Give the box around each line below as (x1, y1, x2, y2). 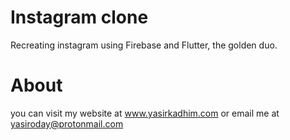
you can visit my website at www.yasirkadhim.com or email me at (10, 107, 280, 119)
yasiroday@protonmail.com (10, 117, 124, 130)
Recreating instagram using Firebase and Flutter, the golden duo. (10, 39, 278, 51)
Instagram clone (10, 6, 149, 29)
